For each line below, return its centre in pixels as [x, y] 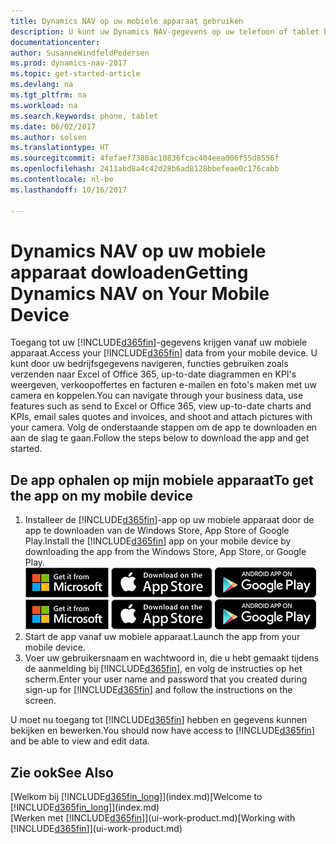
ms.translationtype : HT [60, 148]
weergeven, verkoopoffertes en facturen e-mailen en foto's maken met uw [163, 385]
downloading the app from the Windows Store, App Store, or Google [165, 552]
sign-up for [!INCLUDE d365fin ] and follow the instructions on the [158, 690]
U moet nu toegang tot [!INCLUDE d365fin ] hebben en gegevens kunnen [159, 720]
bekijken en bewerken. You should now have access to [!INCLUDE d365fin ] [162, 731]
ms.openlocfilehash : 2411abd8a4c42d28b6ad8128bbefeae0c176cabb [145, 169]
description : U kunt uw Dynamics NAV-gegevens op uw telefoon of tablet [165, 31]
